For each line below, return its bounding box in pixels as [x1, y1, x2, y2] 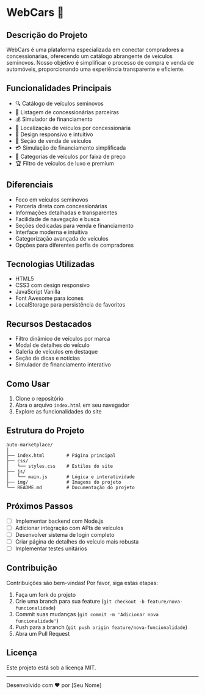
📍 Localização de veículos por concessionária [15, 124, 131, 131]
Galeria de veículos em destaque [15, 348, 98, 355]
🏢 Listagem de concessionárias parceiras [15, 108, 119, 115]
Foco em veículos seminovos [15, 195, 88, 203]
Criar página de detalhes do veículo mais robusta [15, 537, 139, 545]
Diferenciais [6, 180, 54, 190]
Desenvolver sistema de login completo [15, 531, 115, 538]
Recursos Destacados [6, 319, 92, 329]
